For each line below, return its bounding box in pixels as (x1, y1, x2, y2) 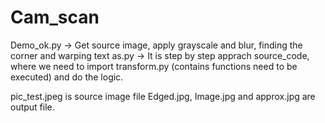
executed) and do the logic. (10, 71, 124, 83)
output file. (10, 101, 55, 113)
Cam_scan (10, 6, 100, 29)
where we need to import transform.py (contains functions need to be (10, 60, 298, 72)
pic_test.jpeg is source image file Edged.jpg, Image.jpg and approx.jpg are (10, 90, 316, 102)
